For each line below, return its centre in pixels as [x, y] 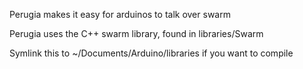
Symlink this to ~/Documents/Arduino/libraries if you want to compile [151, 53]
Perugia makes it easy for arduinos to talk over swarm [120, 14]
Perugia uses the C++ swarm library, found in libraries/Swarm [136, 33]
